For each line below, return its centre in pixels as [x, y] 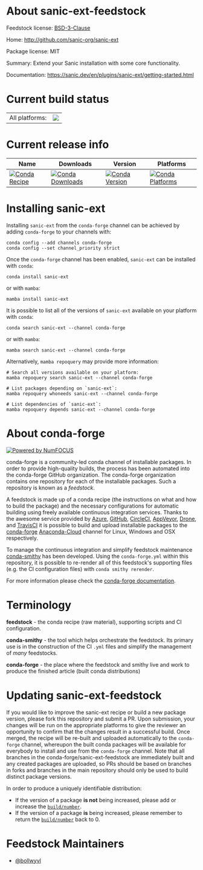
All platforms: [28, 117]
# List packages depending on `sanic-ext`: [62, 388]
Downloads [75, 163]
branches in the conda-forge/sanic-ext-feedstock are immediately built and [100, 757]
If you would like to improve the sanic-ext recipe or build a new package [96, 712]
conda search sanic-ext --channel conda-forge [66, 328]
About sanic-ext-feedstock [76, 11]
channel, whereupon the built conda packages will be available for [103, 744]
